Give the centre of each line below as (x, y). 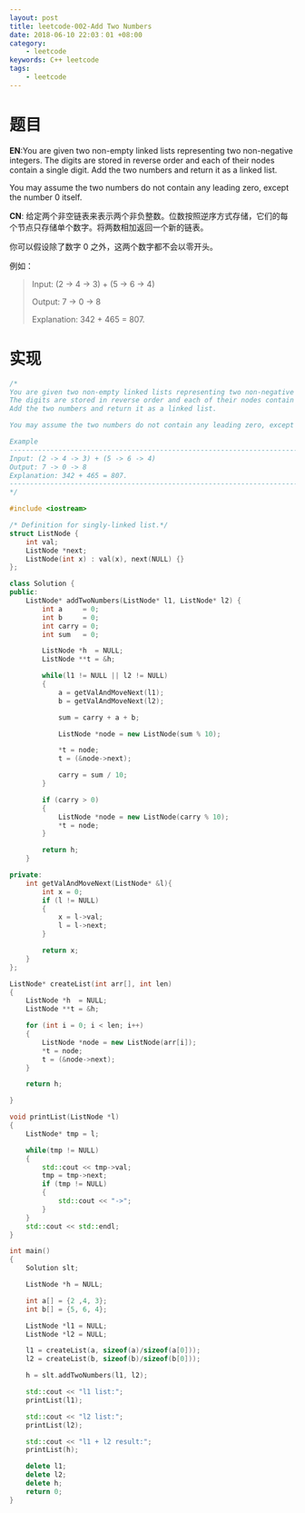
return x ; (60, 951)
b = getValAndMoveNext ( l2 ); (111, 701)
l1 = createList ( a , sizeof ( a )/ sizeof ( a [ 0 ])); (113, 1350)
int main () (30, 1251)
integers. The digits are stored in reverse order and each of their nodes (142, 160)
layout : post (34, 18)
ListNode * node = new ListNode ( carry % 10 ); (143, 817)
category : (28, 43)
